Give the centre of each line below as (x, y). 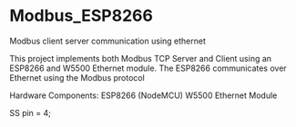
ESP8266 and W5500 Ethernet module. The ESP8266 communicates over (148, 68)
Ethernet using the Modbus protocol (77, 77)
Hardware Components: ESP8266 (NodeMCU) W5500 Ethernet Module (143, 95)
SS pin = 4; (31, 112)
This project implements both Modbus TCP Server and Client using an (140, 58)
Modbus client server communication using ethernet (108, 41)
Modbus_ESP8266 (81, 16)
